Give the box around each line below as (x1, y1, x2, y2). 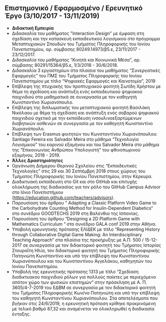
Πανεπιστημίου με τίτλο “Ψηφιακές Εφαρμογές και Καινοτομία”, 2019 (11, 78, 156, 84)
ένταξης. (11, 311, 31, 317)
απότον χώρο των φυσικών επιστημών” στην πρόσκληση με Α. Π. (11, 279, 147, 285)
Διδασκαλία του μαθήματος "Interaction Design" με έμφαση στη (11, 30, 145, 36)
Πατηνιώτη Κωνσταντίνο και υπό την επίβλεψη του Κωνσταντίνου (11, 253, 150, 259)
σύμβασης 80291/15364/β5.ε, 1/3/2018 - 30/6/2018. (11, 62, 118, 68)
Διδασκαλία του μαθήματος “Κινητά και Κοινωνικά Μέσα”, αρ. (11, 57, 141, 63)
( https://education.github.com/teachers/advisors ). (11, 194, 115, 200)
